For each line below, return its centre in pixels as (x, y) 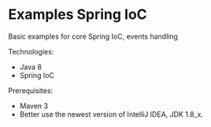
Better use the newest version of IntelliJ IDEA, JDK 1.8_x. (111, 114)
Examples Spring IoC (78, 15)
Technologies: (31, 51)
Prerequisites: (31, 90)
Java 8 (30, 67)
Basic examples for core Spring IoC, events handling (93, 36)
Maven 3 (34, 106)
